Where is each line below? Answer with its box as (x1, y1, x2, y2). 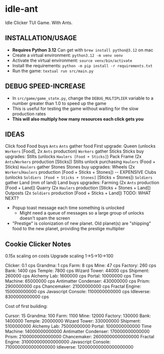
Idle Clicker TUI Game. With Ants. (5, 20, 73, 26)
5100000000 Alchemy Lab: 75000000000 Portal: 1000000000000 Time (5, 323, 152, 329)
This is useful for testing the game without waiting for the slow (12, 106, 139, 111)
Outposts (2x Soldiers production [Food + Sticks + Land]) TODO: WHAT (5, 190, 151, 196)
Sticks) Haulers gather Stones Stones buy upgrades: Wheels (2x (5, 164, 135, 170)
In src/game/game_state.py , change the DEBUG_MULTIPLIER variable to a (12, 95, 154, 101)
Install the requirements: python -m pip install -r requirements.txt (12, 62, 153, 68)
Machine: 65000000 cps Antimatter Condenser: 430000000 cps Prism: (5, 278, 151, 284)
